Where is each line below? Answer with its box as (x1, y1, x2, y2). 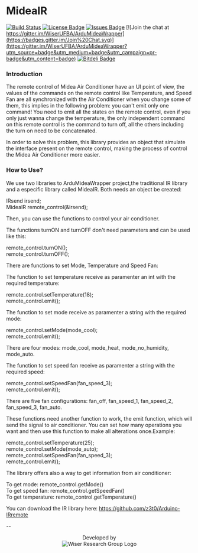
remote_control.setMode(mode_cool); (6, 326, 98, 333)
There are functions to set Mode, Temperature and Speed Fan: (6, 262, 158, 269)
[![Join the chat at (126, 24, 170, 31)
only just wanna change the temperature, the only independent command (6, 115, 185, 122)
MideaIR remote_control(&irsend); (6, 203, 88, 210)
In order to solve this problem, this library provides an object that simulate (6, 139, 186, 146)
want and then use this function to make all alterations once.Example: (6, 427, 176, 435)
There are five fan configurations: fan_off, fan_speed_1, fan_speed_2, (6, 397, 173, 404)
